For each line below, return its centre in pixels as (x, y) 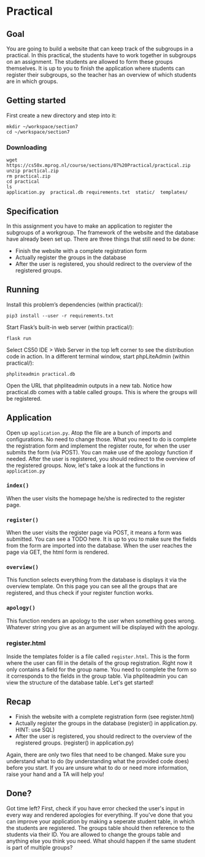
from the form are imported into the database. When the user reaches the (99, 546)
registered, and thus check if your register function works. (80, 593)
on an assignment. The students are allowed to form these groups (90, 62)
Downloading (27, 147)
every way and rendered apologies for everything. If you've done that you (100, 815)
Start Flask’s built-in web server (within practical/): (70, 327)
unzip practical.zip (33, 171)
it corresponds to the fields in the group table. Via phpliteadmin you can (97, 676)
